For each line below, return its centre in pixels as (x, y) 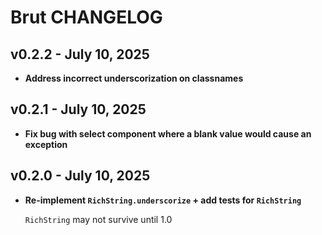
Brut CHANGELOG (86, 17)
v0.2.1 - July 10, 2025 (78, 109)
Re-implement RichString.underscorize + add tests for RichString (163, 200)
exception (46, 144)
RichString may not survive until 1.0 (98, 219)
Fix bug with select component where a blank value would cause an (168, 133)
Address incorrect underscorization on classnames (134, 78)
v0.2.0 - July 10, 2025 (80, 176)
